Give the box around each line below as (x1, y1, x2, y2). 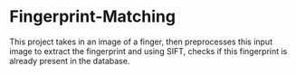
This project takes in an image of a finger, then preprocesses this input (9, 36, 273, 47)
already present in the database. (9, 55, 130, 66)
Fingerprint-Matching (9, 6, 177, 27)
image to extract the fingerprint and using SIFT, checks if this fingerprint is (9, 45, 288, 56)
